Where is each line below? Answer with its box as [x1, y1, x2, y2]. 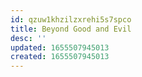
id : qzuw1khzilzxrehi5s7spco [10, 14, 132, 25]
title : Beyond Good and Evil [10, 24, 132, 34]
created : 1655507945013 [10, 52, 110, 62]
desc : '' [10, 33, 47, 43]
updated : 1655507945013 [10, 42, 110, 53]
